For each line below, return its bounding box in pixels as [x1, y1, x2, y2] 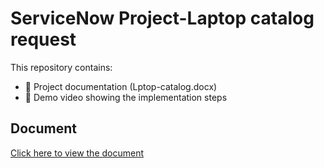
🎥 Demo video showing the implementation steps [24, 91, 228, 103]
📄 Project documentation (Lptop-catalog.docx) [24, 80, 218, 92]
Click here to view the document [10, 147, 145, 159]
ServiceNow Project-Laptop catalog [10, 7, 315, 30]
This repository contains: [10, 61, 113, 73]
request [10, 28, 77, 51]
